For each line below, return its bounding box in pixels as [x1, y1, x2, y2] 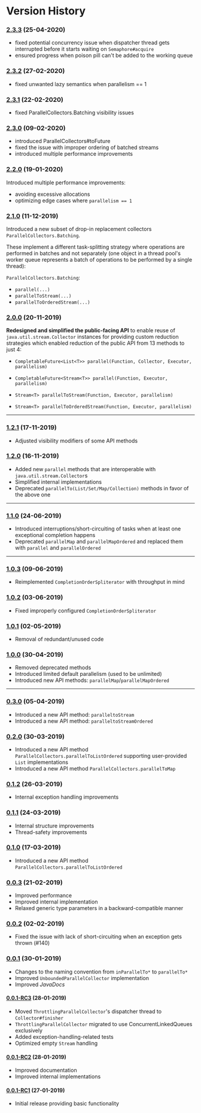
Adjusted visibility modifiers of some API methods [14, 437, 138, 444]
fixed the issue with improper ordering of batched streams [14, 144, 159, 151]
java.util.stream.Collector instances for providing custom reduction [6, 333, 179, 341]
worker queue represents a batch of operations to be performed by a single [6, 256, 193, 263]
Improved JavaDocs [14, 981, 65, 988]
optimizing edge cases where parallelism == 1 [14, 196, 133, 204]
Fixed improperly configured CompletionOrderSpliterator [14, 606, 157, 614]
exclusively [14, 1027, 43, 1034]
